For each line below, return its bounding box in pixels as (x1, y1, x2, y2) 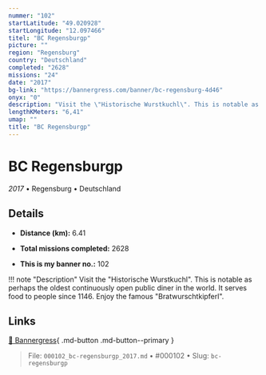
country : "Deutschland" (8, 57, 88, 65)
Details (8, 207, 44, 220)
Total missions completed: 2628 (19, 243, 129, 253)
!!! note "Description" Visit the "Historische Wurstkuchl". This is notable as (8, 274, 252, 284)
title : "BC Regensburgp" (8, 123, 91, 131)
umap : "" (8, 116, 38, 124)
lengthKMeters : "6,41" (8, 109, 84, 116)
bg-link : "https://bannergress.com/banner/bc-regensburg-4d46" (8, 85, 224, 94)
